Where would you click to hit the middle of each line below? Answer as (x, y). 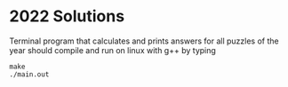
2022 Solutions (67, 16)
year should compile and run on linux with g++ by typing (112, 50)
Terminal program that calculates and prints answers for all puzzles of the (144, 41)
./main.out (29, 74)
